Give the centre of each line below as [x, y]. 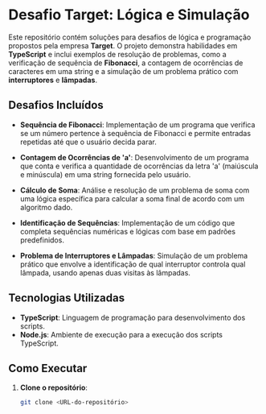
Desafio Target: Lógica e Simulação [129, 15]
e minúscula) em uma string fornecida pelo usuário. [105, 174]
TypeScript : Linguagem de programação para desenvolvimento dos [133, 317]
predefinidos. [42, 240]
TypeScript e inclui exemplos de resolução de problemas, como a [117, 54]
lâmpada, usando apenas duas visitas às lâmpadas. [105, 272]
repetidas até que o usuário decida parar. [88, 142]
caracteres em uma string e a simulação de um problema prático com [123, 71]
